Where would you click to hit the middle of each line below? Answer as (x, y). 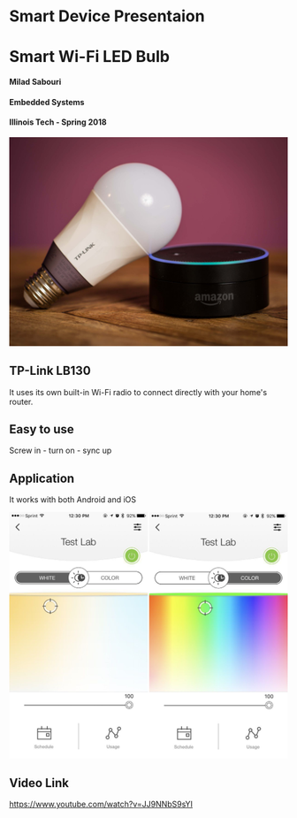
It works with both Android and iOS (73, 500)
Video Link (39, 783)
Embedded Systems (47, 102)
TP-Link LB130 (50, 371)
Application (42, 478)
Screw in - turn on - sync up (61, 451)
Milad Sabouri (35, 81)
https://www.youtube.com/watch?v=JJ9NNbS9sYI (101, 804)
